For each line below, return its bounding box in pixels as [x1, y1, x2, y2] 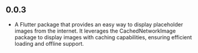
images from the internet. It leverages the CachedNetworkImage [14, 27, 176, 34]
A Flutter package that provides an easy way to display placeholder [14, 20, 183, 28]
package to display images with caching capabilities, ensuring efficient [14, 33, 193, 41]
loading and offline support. [14, 40, 84, 47]
